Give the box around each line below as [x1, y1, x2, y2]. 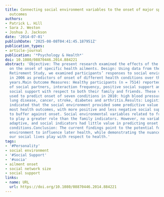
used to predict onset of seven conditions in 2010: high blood [9, 93, 143, 98]
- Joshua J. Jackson [5, 30, 47, 35]
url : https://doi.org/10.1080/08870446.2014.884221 [9, 184, 117, 189]
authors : [5, 16, 23, 21]
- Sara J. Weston [5, 25, 41, 30]
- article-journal [5, 48, 42, 53]
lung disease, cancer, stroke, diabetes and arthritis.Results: [9, 98, 143, 103]
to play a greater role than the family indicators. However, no [9, 116, 145, 121]
